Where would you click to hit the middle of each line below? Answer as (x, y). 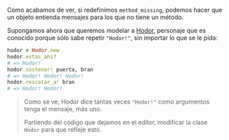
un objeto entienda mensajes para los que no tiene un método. (95, 17)
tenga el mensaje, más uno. (63, 109)
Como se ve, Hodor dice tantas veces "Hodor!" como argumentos (117, 102)
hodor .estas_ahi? (32, 57)
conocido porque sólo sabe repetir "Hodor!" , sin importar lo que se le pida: (112, 38)
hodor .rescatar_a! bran (41, 82)
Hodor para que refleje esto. (62, 130)
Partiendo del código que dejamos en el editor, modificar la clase (116, 122)
